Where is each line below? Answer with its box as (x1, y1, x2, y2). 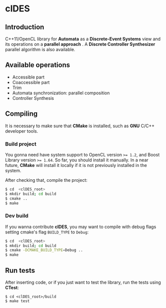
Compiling (5, 110, 38, 118)
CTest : (5, 285, 19, 291)
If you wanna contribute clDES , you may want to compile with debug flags (5, 224, 157, 230)
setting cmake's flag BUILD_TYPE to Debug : (5, 229, 89, 235)
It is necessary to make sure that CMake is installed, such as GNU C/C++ (5, 123, 155, 129)
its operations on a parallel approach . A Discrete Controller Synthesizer (5, 41, 155, 47)
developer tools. (5, 128, 38, 134)
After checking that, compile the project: (5, 177, 88, 183)
